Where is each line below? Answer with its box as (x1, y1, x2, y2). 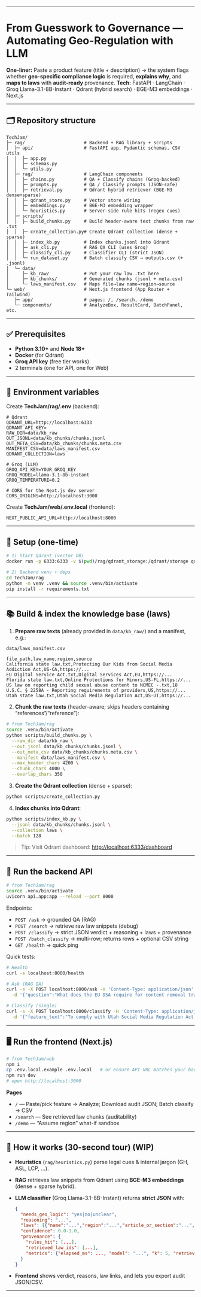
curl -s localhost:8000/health (6, 970, 84, 976)
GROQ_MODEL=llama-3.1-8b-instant (6, 472, 90, 478)
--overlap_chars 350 (11, 771, 63, 777)
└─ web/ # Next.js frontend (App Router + (6, 286, 170, 292)
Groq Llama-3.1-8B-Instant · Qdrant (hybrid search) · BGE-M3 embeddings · (6, 85, 193, 93)
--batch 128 (11, 833, 42, 839)
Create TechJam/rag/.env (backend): (6, 403, 100, 410)
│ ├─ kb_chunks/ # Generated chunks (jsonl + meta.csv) (6, 276, 184, 282)
